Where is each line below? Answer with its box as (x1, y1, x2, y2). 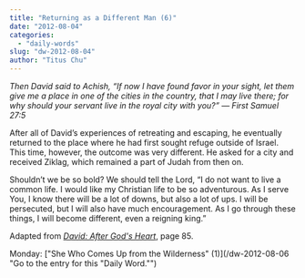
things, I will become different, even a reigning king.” (9, 213, 207, 223)
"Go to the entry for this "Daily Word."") (9, 258, 158, 269)
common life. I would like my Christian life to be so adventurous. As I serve (9, 184, 290, 194)
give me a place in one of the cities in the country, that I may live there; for (9, 90, 290, 101)
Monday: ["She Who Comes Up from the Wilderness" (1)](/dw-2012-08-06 (9, 248, 290, 259)
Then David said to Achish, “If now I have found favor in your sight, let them (9, 81, 295, 91)
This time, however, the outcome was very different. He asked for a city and (9, 147, 294, 158)
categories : (9, 30, 55, 39)
